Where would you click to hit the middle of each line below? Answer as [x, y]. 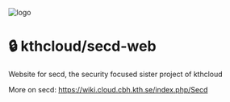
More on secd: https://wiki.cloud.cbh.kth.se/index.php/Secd [108, 89]
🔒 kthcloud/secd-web [82, 46]
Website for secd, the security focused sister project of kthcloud [116, 74]
